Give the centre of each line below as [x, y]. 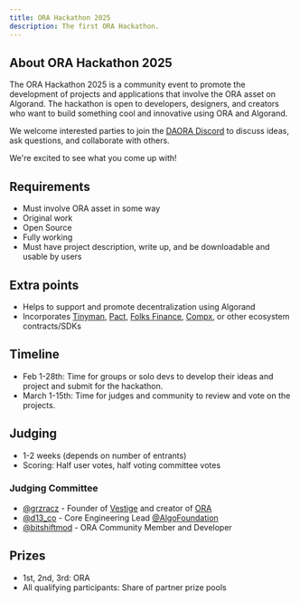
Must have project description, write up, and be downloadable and [146, 247]
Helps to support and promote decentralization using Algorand [139, 306]
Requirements [50, 186]
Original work [47, 218]
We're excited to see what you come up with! [94, 158]
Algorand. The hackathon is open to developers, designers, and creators [145, 104]
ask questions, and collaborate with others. [89, 140]
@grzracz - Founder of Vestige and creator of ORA [117, 508]
